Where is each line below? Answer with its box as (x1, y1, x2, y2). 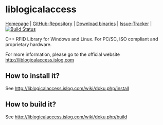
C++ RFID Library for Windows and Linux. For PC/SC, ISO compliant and (5, 36, 158, 42)
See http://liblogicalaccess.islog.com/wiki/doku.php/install (5, 85, 130, 91)
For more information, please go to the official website (5, 51, 120, 57)
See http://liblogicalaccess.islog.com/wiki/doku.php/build (5, 114, 128, 120)
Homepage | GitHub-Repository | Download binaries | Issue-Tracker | (5, 20, 152, 27)
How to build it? (5, 100, 57, 109)
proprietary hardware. (5, 41, 52, 47)
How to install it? (5, 72, 60, 80)
